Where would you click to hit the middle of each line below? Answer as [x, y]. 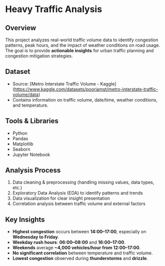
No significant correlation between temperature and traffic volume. [82, 253]
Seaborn [21, 149]
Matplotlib [23, 144]
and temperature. [30, 105]
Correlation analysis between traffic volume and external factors [79, 204]
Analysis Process [33, 170]
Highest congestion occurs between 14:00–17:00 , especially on [79, 232]
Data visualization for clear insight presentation [61, 198]
